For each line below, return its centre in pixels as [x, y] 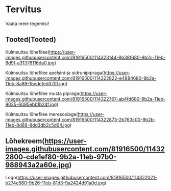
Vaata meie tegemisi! [27, 23]
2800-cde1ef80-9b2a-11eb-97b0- [61, 157]
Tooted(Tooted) [31, 40]
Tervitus [23, 9]
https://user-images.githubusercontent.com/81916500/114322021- [87, 177]
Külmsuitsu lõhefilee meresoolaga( [42, 114]
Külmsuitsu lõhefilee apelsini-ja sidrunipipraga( [55, 73]
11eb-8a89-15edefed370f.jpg [36, 83]
